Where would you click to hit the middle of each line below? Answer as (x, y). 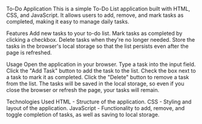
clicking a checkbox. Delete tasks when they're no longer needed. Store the (101, 40)
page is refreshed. (29, 53)
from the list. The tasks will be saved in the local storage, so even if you (95, 83)
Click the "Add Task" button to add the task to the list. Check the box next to (101, 71)
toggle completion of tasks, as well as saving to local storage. (83, 115)
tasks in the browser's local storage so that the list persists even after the (97, 46)
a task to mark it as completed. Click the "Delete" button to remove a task (98, 77)
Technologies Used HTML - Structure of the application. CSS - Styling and (99, 102)
